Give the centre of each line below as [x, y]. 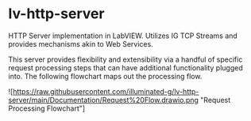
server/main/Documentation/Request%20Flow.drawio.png [103, 100]
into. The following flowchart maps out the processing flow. [105, 76]
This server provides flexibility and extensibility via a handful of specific [125, 59]
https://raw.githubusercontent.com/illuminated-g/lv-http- [106, 91]
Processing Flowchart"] [47, 108]
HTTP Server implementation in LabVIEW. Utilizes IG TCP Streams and [123, 36]
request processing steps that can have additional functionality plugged [126, 67]
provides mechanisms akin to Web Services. [81, 43]
